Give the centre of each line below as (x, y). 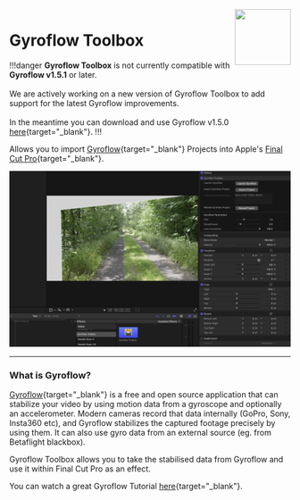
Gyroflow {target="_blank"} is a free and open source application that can (144, 395)
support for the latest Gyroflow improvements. (94, 103)
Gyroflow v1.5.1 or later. (53, 74)
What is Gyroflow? (50, 375)
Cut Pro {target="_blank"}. (57, 158)
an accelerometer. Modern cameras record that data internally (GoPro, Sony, (150, 413)
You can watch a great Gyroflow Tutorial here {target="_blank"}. (126, 487)
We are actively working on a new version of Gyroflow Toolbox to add (137, 94)
